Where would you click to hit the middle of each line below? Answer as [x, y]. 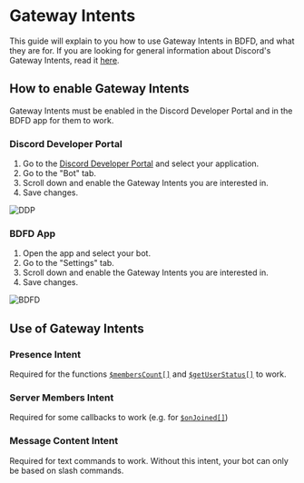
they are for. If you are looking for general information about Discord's [140, 50]
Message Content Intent [64, 441]
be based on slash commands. [67, 470]
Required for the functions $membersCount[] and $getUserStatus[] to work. [148, 374]
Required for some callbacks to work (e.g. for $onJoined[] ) [119, 418]
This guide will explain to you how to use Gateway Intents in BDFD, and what [152, 41]
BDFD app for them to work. [62, 120]
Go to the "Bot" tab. [59, 173]
